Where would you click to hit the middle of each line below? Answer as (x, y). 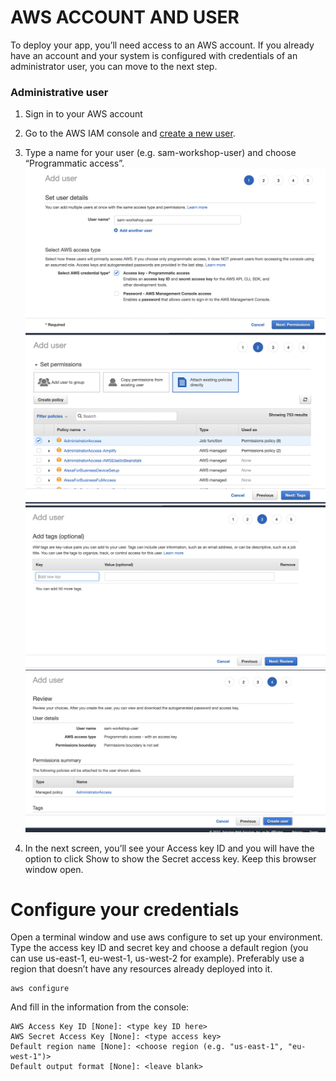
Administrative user (59, 92)
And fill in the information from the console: (100, 1007)
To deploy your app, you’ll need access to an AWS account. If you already (162, 45)
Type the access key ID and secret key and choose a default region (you (159, 948)
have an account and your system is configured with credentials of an (154, 55)
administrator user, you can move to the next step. (114, 66)
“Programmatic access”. (74, 163)
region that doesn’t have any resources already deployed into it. (141, 969)
